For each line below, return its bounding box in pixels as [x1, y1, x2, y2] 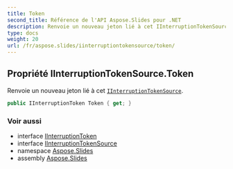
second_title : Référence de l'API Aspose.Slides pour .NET [7, 17, 182, 24]
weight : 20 [7, 36, 39, 43]
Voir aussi [7, 116, 42, 125]
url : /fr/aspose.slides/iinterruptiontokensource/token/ [7, 42, 175, 49]
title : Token [7, 10, 45, 17]
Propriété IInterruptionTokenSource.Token [7, 68, 194, 80]
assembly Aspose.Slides [17, 154, 88, 162]
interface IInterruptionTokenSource [17, 139, 118, 148]
